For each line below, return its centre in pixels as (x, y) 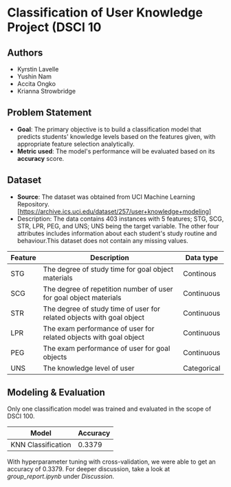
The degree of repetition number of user (108, 289)
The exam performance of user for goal (107, 348)
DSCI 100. (21, 416)
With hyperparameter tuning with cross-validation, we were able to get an (112, 462)
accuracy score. (41, 158)
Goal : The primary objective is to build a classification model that (109, 129)
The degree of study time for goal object (108, 269)
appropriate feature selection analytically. (76, 144)
